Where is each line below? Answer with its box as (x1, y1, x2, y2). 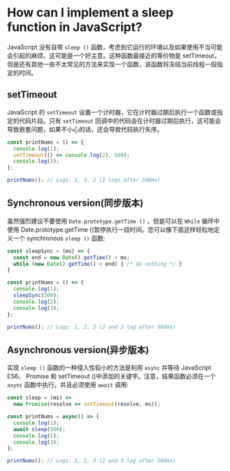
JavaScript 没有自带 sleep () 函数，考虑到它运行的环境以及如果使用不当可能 (7, 43, 223, 51)
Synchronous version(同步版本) (7, 197, 144, 209)
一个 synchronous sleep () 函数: (12, 234, 105, 242)
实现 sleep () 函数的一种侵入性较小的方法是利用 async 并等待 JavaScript (7, 363, 212, 372)
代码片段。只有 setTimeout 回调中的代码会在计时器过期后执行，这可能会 (18, 117, 221, 125)
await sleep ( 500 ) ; (13, 426, 66, 433)
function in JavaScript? (7, 19, 142, 35)
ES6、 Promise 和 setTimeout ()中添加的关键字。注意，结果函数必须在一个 (7, 372, 216, 381)
